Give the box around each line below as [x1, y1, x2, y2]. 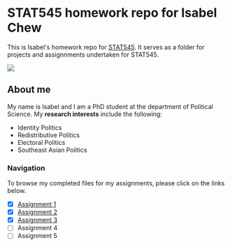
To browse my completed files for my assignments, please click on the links [7, 179, 225, 188]
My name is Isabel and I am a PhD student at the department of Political [7, 102, 213, 111]
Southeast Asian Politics [17, 146, 87, 154]
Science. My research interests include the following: [7, 110, 163, 118]
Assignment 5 [17, 232, 57, 240]
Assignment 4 [17, 224, 58, 232]
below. [7, 187, 27, 195]
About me [7, 84, 51, 96]
